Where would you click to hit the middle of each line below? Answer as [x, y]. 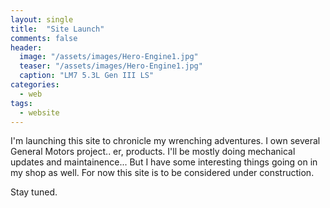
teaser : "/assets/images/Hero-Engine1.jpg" [111, 66]
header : [26, 47]
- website [39, 112]
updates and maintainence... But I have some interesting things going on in [164, 162]
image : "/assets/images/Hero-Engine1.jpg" [109, 57]
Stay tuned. [34, 192]
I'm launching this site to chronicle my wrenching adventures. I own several [165, 141]
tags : [21, 103]
